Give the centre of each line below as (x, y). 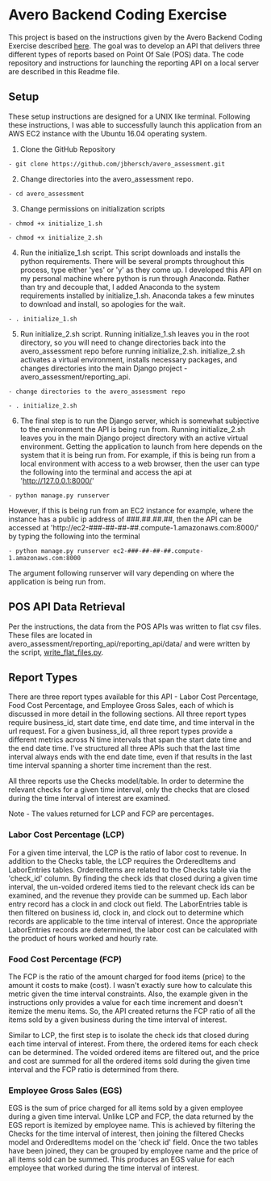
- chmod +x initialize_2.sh (56, 237)
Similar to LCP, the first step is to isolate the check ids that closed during (129, 1035)
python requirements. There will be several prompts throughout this (132, 261)
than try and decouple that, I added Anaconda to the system (120, 287)
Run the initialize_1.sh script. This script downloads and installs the (130, 253)
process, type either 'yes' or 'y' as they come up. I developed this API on (141, 270)
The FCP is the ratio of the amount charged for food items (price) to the (127, 976)
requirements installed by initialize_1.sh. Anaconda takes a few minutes (137, 295)
